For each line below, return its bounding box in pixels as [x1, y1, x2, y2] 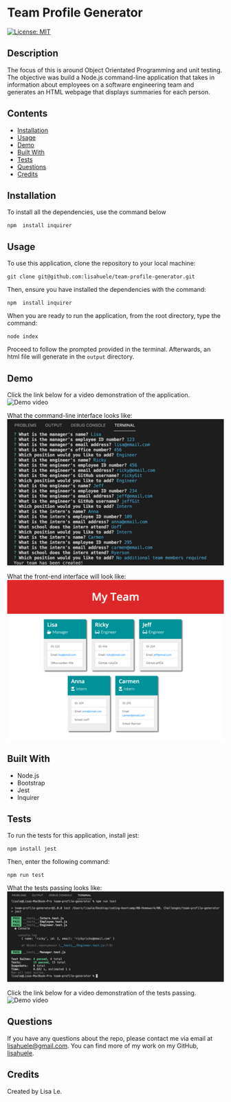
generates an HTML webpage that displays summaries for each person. [7, 87, 211, 96]
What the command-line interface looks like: [7, 412, 133, 419]
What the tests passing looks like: [7, 884, 102, 892]
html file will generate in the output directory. [7, 352, 135, 361]
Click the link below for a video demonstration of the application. [7, 391, 190, 399]
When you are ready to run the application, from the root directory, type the [7, 312, 221, 320]
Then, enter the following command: [7, 858, 110, 866]
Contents [7, 108, 48, 120]
